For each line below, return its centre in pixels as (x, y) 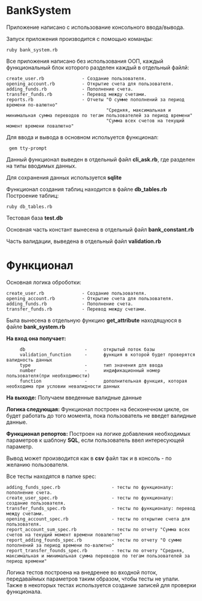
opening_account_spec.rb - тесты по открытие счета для (98, 519)
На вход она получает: (36, 338)
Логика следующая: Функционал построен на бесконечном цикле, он (97, 409)
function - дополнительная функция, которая (103, 381)
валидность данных (29, 360)
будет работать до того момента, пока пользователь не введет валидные (101, 415)
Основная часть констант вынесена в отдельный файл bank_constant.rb (100, 229)
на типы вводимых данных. (42, 166)
